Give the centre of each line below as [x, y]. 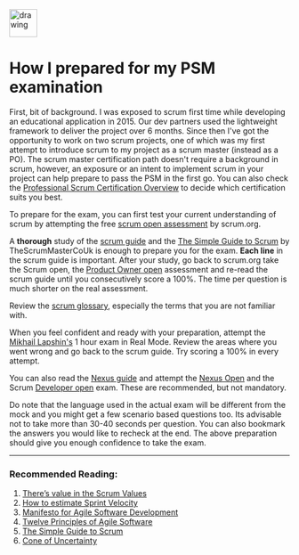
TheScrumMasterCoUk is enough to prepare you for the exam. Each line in [146, 250]
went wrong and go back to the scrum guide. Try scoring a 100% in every [144, 351]
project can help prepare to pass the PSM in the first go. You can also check [149, 178]
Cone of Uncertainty [60, 541]
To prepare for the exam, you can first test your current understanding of [143, 214]
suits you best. [36, 197]
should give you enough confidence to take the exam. [108, 442]
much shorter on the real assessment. [79, 288]
